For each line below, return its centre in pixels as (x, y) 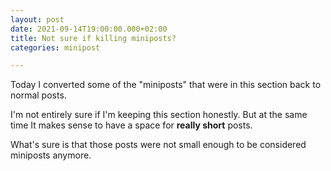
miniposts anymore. (51, 155)
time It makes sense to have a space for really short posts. (131, 125)
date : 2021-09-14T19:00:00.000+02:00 (89, 29)
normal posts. (38, 95)
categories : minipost (55, 47)
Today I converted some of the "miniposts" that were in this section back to (166, 85)
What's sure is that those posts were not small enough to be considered (158, 145)
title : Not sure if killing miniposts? (93, 38)
